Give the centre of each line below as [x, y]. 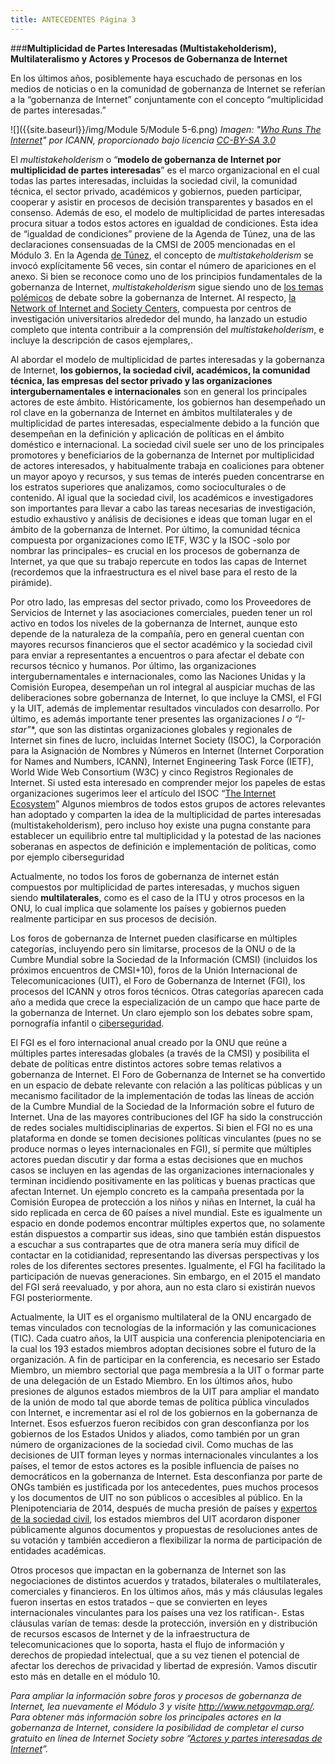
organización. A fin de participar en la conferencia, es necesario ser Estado [165, 1359]
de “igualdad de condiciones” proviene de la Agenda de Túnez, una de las [163, 233]
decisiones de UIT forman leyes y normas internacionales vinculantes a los [164, 1455]
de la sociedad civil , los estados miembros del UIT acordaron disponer [155, 1518]
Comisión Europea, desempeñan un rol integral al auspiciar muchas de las [163, 687]
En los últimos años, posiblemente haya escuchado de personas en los [156, 78]
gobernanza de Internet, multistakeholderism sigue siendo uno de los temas [167, 287]
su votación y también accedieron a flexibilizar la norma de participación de [166, 1540]
